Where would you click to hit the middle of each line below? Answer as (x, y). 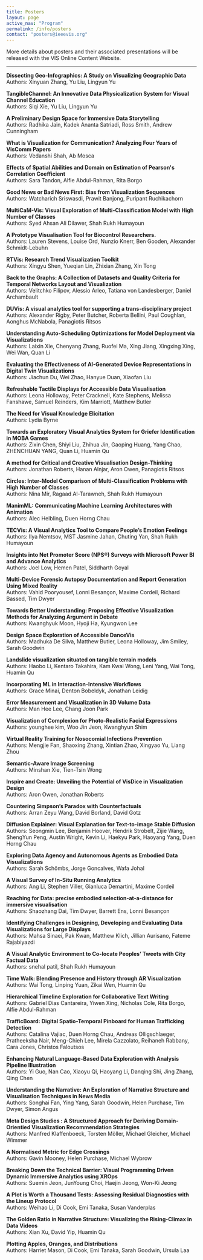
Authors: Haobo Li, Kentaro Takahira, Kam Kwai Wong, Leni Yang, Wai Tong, (101, 666)
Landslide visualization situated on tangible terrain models (82, 660)
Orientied (18, 1127)
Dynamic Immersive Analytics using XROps (62, 1176)
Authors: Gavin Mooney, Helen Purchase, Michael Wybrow (79, 1158)
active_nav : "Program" (35, 23)
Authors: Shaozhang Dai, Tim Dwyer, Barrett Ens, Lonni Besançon (88, 911)
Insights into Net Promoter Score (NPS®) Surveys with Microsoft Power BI (100, 555)
